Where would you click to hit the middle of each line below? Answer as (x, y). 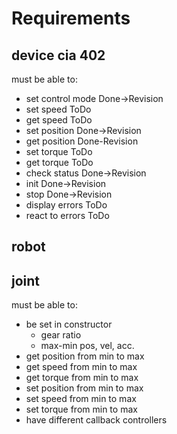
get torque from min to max (82, 378)
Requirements (71, 18)
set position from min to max (84, 388)
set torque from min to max (81, 409)
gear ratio (61, 335)
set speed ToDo (58, 109)
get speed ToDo (59, 120)
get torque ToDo (59, 162)
